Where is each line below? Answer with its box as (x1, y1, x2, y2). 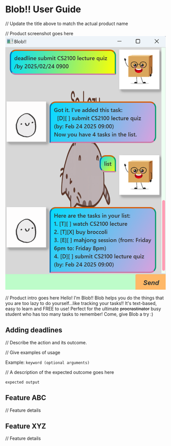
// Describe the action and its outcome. (5, 339, 88, 345)
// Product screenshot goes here (5, 30, 74, 36)
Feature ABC (5, 393, 47, 402)
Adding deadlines (5, 326, 63, 335)
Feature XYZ (5, 421, 46, 430)
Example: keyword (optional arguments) (5, 359, 90, 365)
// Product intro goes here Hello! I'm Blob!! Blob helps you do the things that (5, 295, 164, 301)
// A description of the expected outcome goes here (5, 369, 115, 375)
